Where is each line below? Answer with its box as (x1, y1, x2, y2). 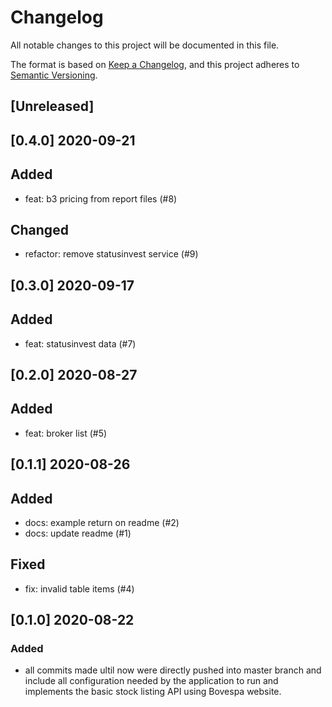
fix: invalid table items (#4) (24, 582, 135, 595)
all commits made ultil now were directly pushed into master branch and (24, 664, 322, 676)
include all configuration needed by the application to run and (24, 675, 279, 687)
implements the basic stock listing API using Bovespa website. (24, 686, 282, 698)
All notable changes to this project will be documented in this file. (10, 39, 280, 51)
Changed (10, 221, 69, 238)
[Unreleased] (10, 98, 95, 115)
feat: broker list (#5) (24, 427, 108, 439)
